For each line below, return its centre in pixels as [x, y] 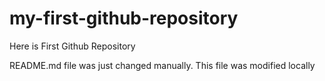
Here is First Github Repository [72, 46]
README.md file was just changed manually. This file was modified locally [162, 65]
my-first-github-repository [124, 18]
